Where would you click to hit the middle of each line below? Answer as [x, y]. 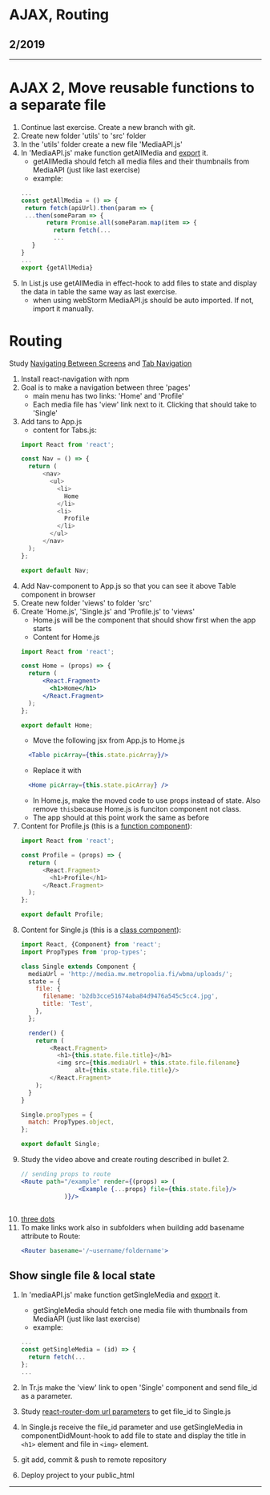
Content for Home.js [66, 637]
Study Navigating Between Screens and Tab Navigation [101, 363]
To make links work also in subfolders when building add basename [133, 1227]
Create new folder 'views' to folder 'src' [86, 602]
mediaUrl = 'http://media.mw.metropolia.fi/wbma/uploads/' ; [131, 974]
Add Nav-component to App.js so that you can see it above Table [128, 585]
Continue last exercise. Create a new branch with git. [108, 127]
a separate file [58, 105]
